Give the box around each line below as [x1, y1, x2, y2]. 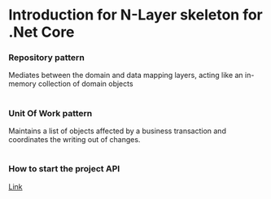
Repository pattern [8, 52, 85, 63]
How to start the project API [8, 163, 120, 175]
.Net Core [8, 23, 75, 41]
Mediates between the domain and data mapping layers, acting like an [8, 71, 243, 80]
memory [8, 79, 37, 89]
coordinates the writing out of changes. [8, 135, 141, 145]
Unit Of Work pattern [8, 107, 93, 119]
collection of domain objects [37, 79, 133, 89]
